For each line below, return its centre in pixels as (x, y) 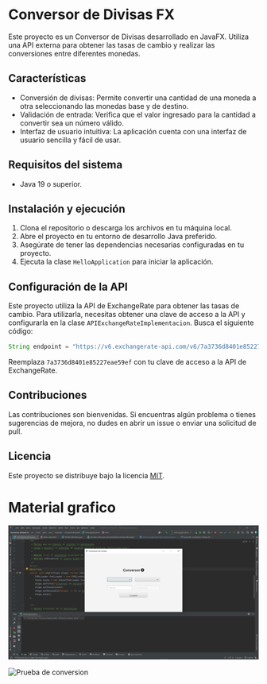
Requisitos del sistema (66, 165)
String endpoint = (39, 347)
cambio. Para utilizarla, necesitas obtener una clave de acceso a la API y (127, 315)
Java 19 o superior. (50, 184)
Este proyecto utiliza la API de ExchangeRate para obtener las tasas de (124, 306)
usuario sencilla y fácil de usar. (70, 140)
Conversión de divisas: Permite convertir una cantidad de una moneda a (138, 98)
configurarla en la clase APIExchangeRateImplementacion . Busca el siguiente (131, 323)
